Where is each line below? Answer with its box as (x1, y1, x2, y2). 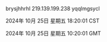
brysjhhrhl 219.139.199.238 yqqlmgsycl (5, 5, 100, 12)
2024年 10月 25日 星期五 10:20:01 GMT (5, 30, 102, 37)
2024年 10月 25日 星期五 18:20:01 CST (5, 17, 100, 24)
